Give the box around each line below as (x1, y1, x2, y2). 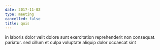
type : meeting (5, 12, 34, 17)
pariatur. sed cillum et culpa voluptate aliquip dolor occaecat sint (5, 40, 136, 46)
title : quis (5, 21, 30, 26)
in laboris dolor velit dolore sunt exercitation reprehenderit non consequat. (5, 34, 156, 40)
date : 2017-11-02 (5, 7, 41, 12)
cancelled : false (5, 16, 41, 21)
